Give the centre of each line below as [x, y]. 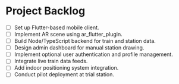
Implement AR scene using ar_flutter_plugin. [68, 34]
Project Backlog [45, 11]
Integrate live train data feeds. [51, 61]
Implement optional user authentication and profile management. [93, 54]
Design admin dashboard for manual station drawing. [79, 48]
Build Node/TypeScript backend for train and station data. [85, 41]
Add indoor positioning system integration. [66, 68]
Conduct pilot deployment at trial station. [64, 74]
